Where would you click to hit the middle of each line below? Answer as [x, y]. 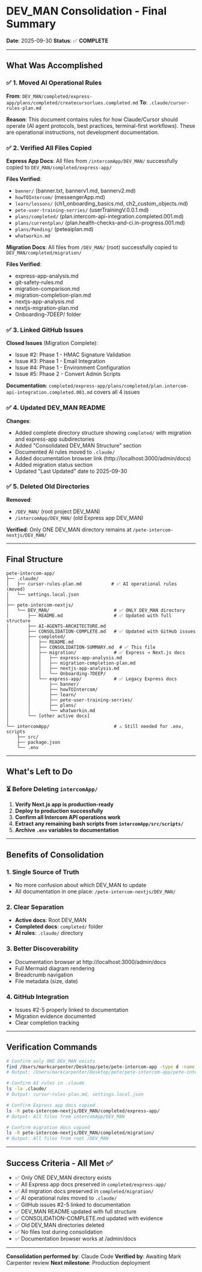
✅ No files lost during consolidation [59, 1232]
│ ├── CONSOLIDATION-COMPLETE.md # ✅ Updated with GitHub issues [101, 631]
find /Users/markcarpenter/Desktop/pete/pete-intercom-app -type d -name [101, 1067]
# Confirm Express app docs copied [51, 1105]
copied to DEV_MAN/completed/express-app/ [59, 167]
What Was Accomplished [55, 65]
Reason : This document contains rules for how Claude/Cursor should [92, 119]
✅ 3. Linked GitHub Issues [45, 330]
